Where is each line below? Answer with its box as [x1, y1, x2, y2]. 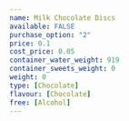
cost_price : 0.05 [9, 47, 75, 56]
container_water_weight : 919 [9, 55, 120, 65]
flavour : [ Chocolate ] [9, 89, 92, 98]
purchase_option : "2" [9, 30, 92, 39]
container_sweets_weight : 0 [9, 65, 116, 74]
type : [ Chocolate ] [9, 81, 79, 90]
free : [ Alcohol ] [9, 97, 71, 107]
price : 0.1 [9, 38, 51, 48]
